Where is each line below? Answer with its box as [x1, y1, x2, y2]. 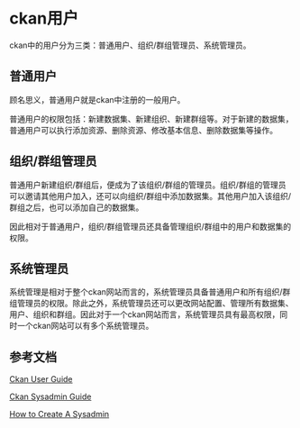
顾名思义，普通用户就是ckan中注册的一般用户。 [9, 94, 186, 105]
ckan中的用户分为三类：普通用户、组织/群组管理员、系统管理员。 [9, 40, 251, 50]
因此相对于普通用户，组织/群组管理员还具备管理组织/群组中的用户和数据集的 [9, 221, 292, 232]
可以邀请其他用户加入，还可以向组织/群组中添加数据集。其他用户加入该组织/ [9, 190, 292, 201]
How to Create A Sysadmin [9, 409, 110, 420]
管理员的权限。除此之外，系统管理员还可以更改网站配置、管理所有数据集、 [16, 298, 294, 309]
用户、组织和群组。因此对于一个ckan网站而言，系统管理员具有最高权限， [9, 309, 280, 320]
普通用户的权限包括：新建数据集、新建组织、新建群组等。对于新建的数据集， [9, 114, 294, 124]
